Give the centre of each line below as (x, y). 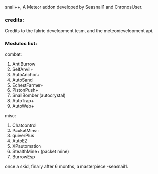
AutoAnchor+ (26, 74)
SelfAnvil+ (23, 69)
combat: (14, 54)
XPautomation (27, 146)
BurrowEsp (23, 156)
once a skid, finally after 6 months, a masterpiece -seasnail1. (67, 166)
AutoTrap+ (23, 100)
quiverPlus (23, 135)
